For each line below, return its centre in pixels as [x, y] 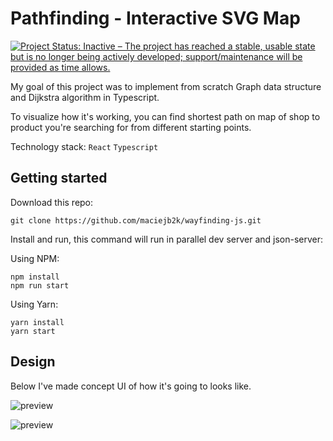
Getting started [59, 178]
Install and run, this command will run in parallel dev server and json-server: [167, 239]
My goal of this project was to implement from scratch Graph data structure [166, 86]
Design [33, 362]
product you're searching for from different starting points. [131, 127]
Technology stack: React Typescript [84, 146]
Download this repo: [52, 202]
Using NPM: [35, 258]
